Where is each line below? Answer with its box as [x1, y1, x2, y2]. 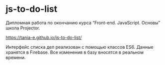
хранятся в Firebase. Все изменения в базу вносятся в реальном [5, 49, 144, 55]
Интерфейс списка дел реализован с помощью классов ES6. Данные [5, 44, 154, 50]
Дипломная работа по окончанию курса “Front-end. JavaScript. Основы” [5, 20, 161, 26]
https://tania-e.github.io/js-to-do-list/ [5, 34, 82, 40]
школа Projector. [5, 25, 40, 31]
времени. [5, 54, 26, 60]
